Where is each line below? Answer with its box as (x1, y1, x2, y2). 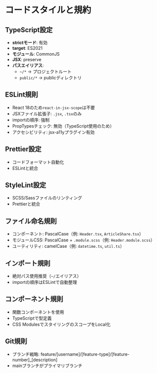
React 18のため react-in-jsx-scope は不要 (12, 104, 95, 110)
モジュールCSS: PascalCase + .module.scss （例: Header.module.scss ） (12, 237, 156, 243)
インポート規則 (5, 259, 51, 268)
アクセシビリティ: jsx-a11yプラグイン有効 (12, 129, 95, 135)
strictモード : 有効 (12, 40, 48, 45)
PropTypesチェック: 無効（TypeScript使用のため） (12, 123, 114, 129)
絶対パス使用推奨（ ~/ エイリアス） (12, 273, 82, 279)
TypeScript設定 (5, 26, 53, 34)
